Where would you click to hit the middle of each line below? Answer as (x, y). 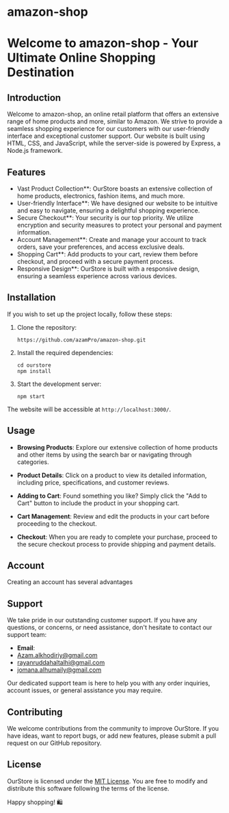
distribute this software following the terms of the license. (88, 788)
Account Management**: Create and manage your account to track (112, 240)
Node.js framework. (35, 151)
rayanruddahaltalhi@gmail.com (61, 663)
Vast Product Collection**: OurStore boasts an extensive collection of (115, 189)
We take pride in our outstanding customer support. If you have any (102, 620)
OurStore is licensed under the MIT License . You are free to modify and (107, 781)
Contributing (35, 712)
